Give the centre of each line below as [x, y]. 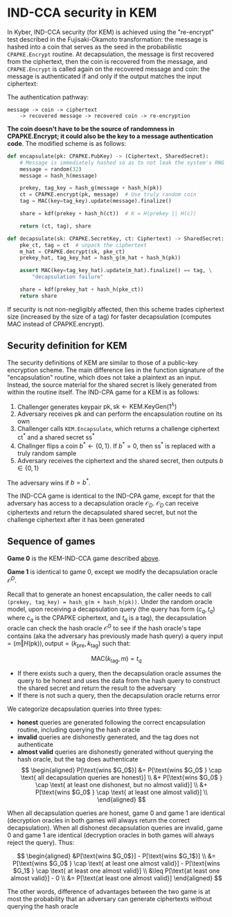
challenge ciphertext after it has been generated [76, 520]
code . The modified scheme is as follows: [67, 143]
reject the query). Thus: [41, 843]
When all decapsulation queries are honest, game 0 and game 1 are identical [116, 813]
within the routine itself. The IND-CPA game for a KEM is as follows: [103, 392]
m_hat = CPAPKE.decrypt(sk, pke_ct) [73, 251]
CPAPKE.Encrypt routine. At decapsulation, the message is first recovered [111, 54]
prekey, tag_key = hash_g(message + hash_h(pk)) [91, 188]
